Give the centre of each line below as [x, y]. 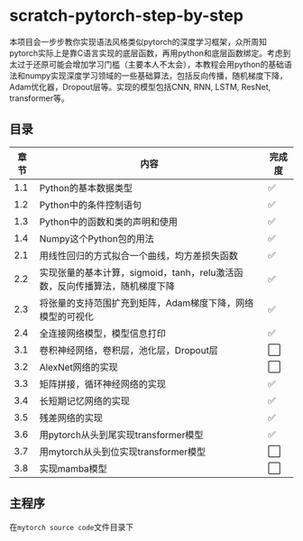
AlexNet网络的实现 [79, 367]
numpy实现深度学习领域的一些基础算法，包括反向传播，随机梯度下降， [156, 75]
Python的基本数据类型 [86, 188]
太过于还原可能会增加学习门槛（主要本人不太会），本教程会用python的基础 [147, 64]
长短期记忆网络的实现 [85, 400]
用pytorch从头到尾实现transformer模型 [121, 435]
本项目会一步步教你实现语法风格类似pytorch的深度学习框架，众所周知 [138, 41]
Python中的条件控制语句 [91, 205]
